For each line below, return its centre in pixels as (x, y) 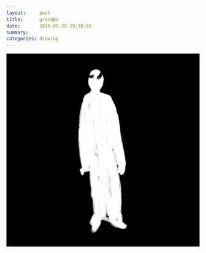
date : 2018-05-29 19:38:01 (49, 26)
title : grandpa (33, 19)
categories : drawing (33, 39)
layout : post (29, 13)
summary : (17, 32)
